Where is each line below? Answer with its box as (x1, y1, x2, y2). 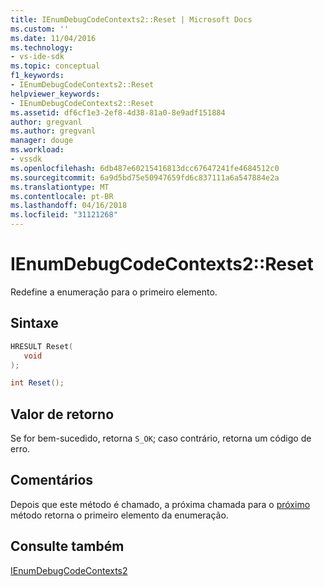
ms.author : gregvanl (10, 126, 97, 136)
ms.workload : (10, 145, 65, 155)
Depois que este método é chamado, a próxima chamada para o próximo (10, 498, 311, 510)
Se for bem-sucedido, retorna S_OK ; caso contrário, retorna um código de (10, 432, 312, 445)
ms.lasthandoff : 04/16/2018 (10, 201, 128, 211)
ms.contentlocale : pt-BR (10, 191, 114, 201)
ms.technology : (10, 42, 74, 53)
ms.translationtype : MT (10, 182, 110, 192)
